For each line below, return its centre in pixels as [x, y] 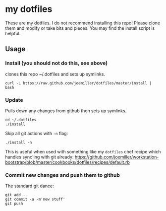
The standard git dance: [29, 186]
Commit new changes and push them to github [62, 175]
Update [14, 100]
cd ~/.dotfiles [21, 120]
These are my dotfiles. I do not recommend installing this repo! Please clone [83, 23]
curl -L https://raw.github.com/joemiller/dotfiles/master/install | [79, 83]
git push [14, 204]
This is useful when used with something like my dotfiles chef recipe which [83, 151]
